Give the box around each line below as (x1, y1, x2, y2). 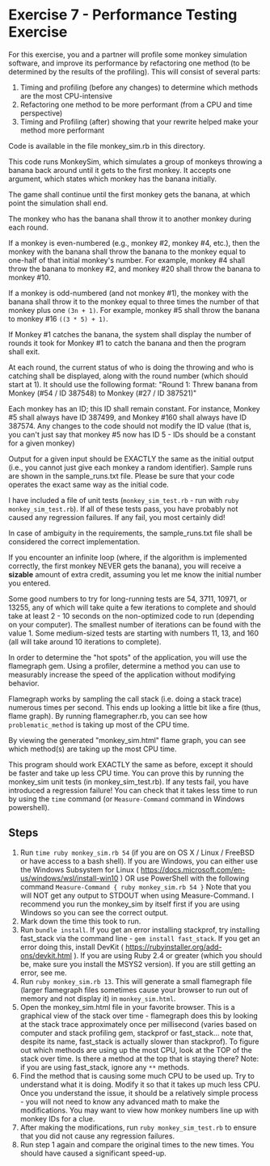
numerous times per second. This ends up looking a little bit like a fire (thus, (8, 702, 261, 712)
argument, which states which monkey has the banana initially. (8, 174, 217, 184)
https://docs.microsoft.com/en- (140, 864, 246, 874)
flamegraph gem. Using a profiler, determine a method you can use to (8, 661, 241, 670)
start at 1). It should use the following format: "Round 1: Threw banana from (8, 379, 259, 389)
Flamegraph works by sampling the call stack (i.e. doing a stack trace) (8, 694, 243, 703)
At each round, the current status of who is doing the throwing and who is (8, 362, 255, 372)
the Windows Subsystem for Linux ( (19, 864, 139, 874)
